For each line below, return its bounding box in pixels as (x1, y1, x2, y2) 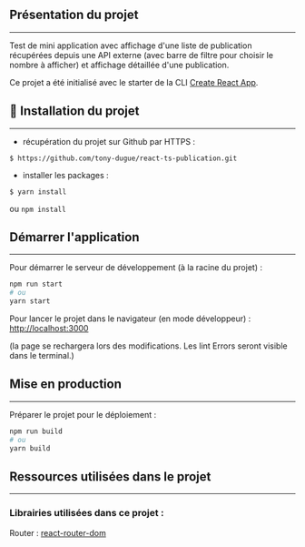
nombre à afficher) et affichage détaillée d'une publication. (9, 59, 230, 70)
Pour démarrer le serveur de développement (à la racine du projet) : (9, 262, 263, 273)
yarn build (9, 443, 51, 453)
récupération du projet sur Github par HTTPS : (22, 136, 196, 147)
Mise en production (9, 377, 123, 392)
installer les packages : (22, 169, 109, 180)
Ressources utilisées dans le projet (9, 469, 212, 484)
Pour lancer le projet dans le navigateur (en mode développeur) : (9, 313, 251, 324)
